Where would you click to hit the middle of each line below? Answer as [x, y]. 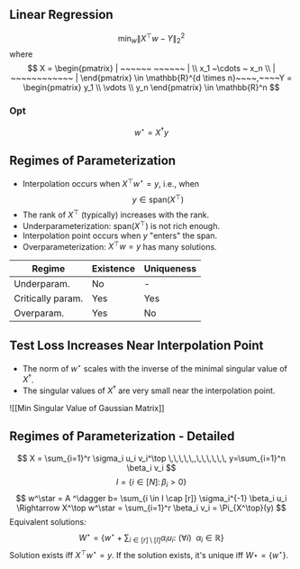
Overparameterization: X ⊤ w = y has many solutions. [120, 245]
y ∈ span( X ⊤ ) [158, 198]
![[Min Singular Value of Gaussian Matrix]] [87, 408]
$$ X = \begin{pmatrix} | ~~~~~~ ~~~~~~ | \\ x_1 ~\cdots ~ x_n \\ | [151, 69]
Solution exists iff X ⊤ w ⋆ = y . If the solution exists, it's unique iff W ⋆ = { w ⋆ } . [149, 554]
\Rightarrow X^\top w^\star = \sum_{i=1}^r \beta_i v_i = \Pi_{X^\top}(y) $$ [151, 508]
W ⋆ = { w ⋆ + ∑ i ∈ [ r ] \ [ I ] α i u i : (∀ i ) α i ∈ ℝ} [151, 537]
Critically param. [49, 298]
